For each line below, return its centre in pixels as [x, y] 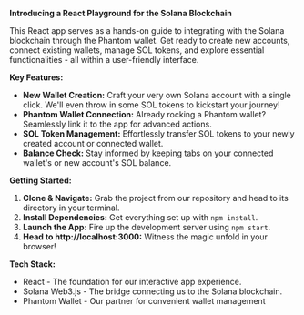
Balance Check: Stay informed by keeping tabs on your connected [148, 153]
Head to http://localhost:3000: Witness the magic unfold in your [145, 237]
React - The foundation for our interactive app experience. [132, 282]
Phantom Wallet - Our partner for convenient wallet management [144, 301]
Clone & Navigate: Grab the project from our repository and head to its [155, 198]
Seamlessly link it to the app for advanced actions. [117, 124]
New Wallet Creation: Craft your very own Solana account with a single [157, 95]
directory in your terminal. [71, 208]
